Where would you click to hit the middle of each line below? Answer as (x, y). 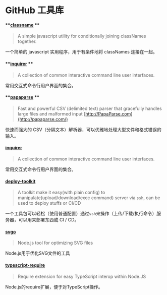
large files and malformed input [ (51, 113)
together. (27, 41)
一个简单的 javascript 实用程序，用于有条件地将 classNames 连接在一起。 (81, 52)
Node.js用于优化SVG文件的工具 (38, 253)
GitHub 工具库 (35, 10)
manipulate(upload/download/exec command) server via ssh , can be (89, 198)
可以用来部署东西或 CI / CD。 (49, 220)
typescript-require (25, 265)
